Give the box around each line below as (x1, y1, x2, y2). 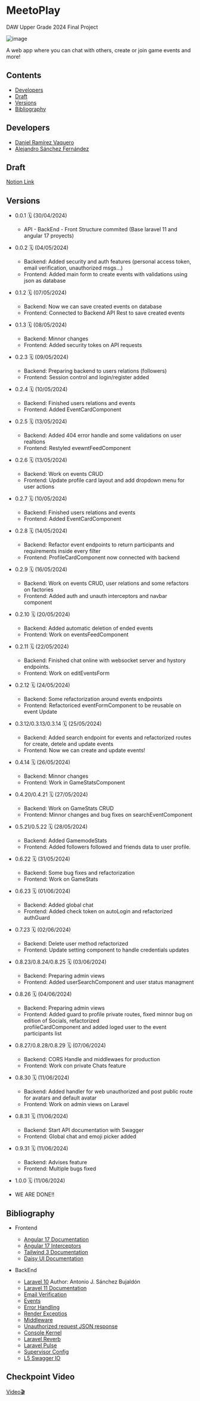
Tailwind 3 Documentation (23, 1249, 88, 1255)
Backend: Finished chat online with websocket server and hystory (23, 657, 186, 664)
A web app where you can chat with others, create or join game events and (6, 46, 191, 54)
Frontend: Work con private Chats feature (23, 1062, 127, 1070)
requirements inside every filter (23, 548, 101, 555)
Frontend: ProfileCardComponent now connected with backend (23, 554, 180, 561)
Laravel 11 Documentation (23, 1285, 87, 1291)
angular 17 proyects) (23, 232, 75, 240)
